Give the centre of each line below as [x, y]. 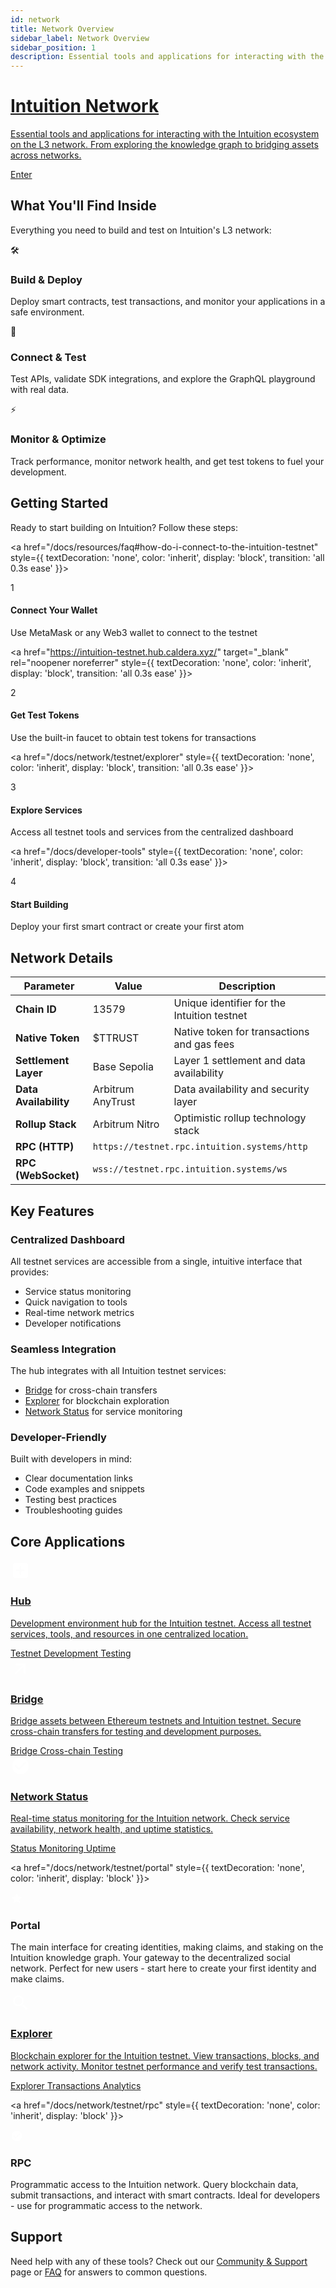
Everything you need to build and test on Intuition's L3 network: [141, 230]
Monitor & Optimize [58, 439]
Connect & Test [48, 358]
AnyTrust [114, 1102]
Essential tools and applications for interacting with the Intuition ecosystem [165, 134]
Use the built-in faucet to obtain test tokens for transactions [133, 737]
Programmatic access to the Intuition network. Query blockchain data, [154, 2185]
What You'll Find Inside [83, 206]
